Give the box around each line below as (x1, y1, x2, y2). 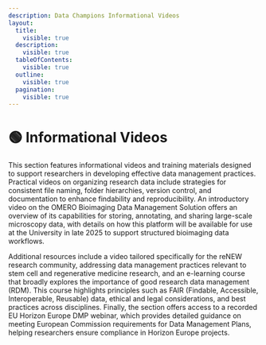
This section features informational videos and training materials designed (8, 161, 252, 170)
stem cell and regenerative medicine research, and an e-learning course (8, 269, 245, 278)
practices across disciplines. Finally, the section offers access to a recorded (8, 303, 257, 312)
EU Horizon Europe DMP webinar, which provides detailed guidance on (8, 311, 241, 320)
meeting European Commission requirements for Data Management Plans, (8, 320, 252, 329)
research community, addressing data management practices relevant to (8, 260, 247, 270)
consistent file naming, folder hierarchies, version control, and (8, 186, 212, 196)
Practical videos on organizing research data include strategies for (8, 177, 227, 187)
